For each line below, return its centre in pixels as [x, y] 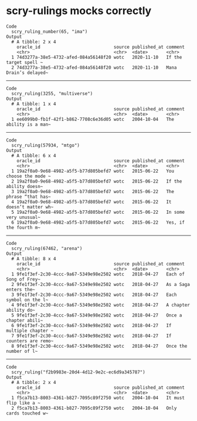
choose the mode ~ [28, 176]
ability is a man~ [28, 124]
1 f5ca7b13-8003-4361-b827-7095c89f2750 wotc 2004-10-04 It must [98, 398]
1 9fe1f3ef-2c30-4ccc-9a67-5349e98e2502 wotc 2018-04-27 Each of [98, 274]
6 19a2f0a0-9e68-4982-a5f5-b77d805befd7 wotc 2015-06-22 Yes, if [98, 222]
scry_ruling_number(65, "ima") [50, 31]
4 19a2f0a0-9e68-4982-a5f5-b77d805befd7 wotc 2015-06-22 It [91, 202]
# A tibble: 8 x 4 [34, 259]
